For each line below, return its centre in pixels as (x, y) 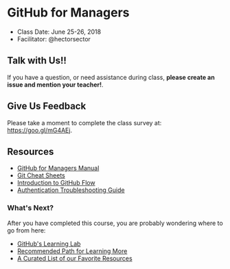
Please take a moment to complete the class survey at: (84, 122)
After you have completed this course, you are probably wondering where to (115, 223)
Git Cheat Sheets (41, 175)
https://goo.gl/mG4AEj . (40, 130)
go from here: (26, 230)
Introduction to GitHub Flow (56, 183)
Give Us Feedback (47, 106)
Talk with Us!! (37, 61)
